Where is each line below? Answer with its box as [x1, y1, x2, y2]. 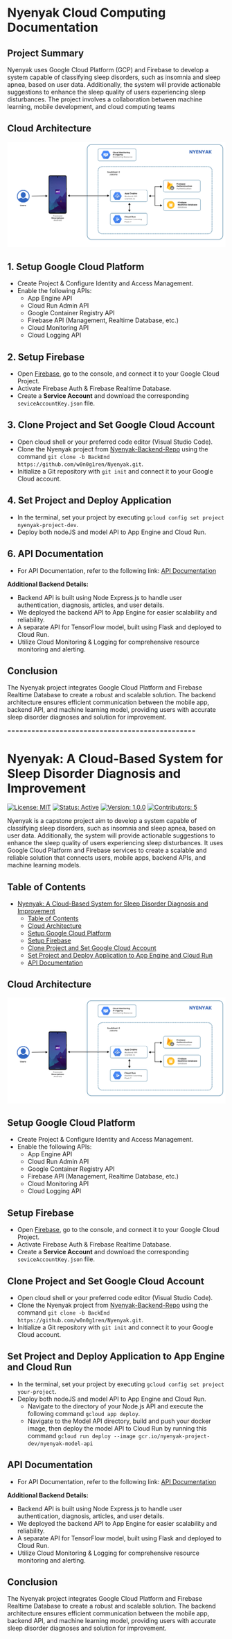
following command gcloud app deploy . [27, 1409, 141, 1417]
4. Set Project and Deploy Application [7, 494, 172, 506]
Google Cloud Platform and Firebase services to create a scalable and [7, 846, 207, 855]
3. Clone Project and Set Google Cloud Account [7, 419, 215, 431]
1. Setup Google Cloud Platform [7, 260, 145, 272]
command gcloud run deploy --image [27, 1431, 136, 1440]
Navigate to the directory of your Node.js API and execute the [27, 1401, 204, 1411]
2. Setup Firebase [7, 351, 85, 363]
